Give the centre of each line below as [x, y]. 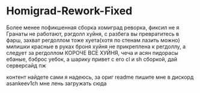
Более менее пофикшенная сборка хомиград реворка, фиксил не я [93, 27]
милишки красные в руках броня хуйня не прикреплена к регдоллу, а [96, 46]
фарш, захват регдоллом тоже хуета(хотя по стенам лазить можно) [93, 40]
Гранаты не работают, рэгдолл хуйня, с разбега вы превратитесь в [92, 33]
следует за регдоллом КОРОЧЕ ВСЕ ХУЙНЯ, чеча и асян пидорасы [92, 52]
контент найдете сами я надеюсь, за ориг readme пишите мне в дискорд [100, 77]
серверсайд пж [26, 65]
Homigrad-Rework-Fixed [69, 11]
